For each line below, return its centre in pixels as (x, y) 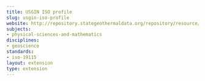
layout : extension (30, 63)
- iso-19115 (21, 57)
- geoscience (23, 46)
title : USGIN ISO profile (39, 12)
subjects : (19, 29)
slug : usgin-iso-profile (38, 18)
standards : (20, 52)
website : (17, 23)
